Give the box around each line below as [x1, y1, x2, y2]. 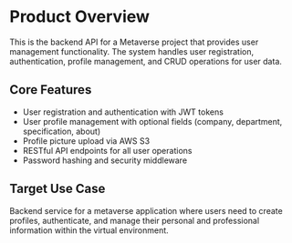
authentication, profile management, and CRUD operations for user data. [9, 56, 283, 66]
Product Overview [9, 6, 151, 27]
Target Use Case [9, 181, 106, 197]
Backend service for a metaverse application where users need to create [9, 205, 283, 216]
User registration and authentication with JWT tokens [22, 106, 224, 117]
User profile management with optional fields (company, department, [22, 116, 283, 127]
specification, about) [22, 126, 101, 137]
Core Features [9, 82, 92, 97]
